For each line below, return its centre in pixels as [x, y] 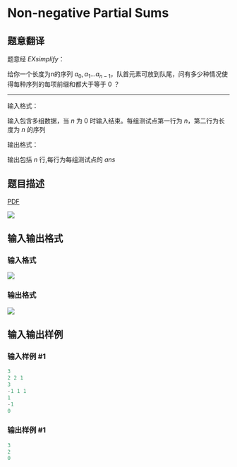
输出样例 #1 [26, 430]
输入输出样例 [35, 334]
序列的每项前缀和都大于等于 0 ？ [73, 84]
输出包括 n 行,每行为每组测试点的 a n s [61, 159]
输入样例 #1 [26, 356]
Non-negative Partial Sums [88, 13]
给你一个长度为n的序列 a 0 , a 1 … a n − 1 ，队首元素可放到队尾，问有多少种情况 [115, 75]
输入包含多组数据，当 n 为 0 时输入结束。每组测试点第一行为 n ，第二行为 [113, 121]
